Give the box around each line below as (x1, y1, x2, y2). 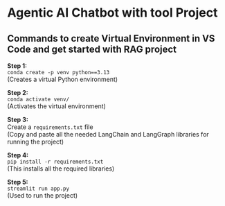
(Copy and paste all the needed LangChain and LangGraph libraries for (7, 130, 209, 138)
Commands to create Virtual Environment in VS (7, 33, 215, 44)
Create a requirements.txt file (7, 123, 93, 131)
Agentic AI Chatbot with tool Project (7, 5, 218, 21)
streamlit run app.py (7, 185, 70, 192)
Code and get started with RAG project (7, 43, 177, 55)
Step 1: (7, 62, 28, 70)
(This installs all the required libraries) (7, 164, 115, 173)
